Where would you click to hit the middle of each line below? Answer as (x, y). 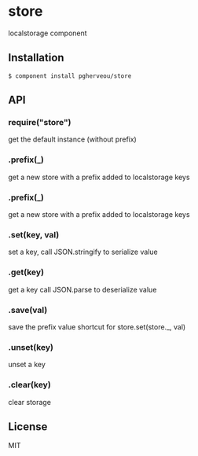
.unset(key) (31, 347)
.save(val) (28, 310)
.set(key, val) (34, 234)
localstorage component (48, 33)
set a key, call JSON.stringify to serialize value (83, 252)
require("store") (40, 123)
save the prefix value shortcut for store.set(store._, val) (97, 327)
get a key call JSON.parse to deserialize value (82, 289)
